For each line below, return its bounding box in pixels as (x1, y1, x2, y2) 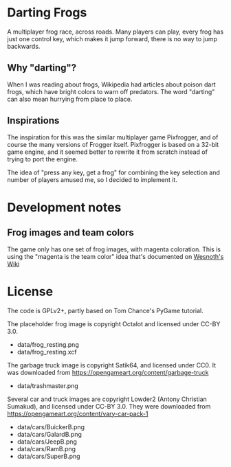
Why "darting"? (7, 62, 77, 73)
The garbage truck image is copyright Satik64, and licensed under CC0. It (7, 361, 217, 369)
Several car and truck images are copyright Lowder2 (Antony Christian (7, 395, 208, 403)
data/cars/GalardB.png (16, 430, 82, 438)
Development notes (7, 199, 122, 215)
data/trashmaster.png (16, 381, 79, 389)
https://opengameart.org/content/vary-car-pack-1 (7, 409, 148, 418)
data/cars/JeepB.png (16, 437, 78, 446)
